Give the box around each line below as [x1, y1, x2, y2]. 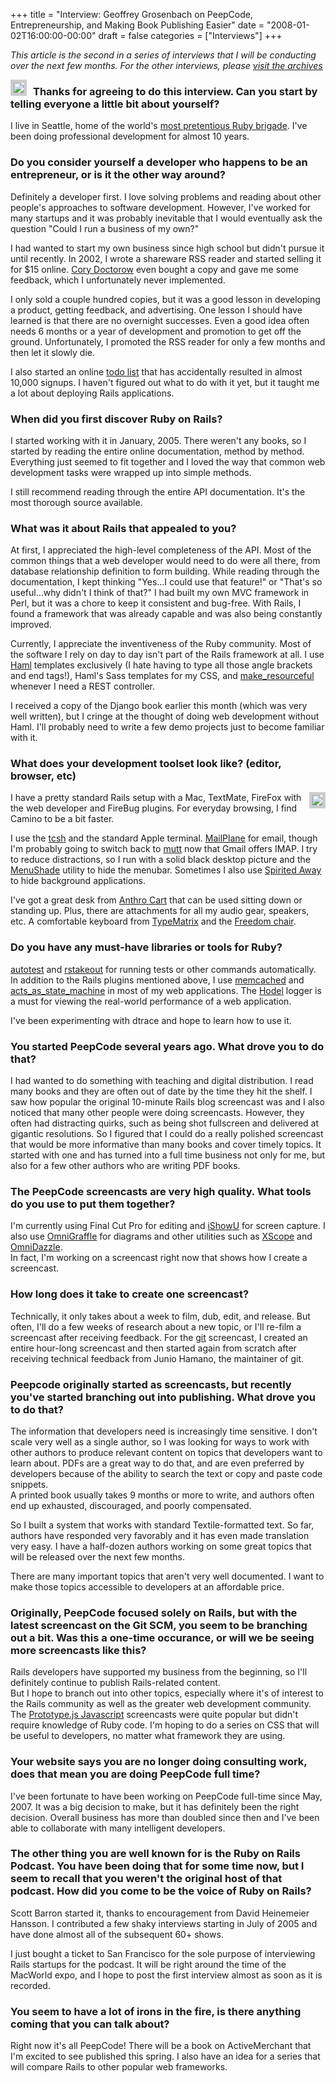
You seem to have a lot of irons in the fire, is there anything [10, 2004, 302, 2018]
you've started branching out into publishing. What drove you [10, 1390, 316, 1404]
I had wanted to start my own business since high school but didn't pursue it [10, 242, 325, 254]
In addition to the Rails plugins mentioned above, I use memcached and [10, 974, 305, 986]
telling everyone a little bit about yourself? [10, 97, 220, 111]
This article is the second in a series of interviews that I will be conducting [10, 49, 317, 61]
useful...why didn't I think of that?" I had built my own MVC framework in [10, 587, 310, 599]
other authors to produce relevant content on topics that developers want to [10, 1446, 323, 1458]
